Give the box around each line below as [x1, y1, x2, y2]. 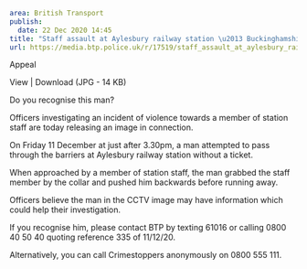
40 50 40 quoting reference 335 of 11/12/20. [9, 231, 176, 242]
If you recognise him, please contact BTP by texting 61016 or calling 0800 [9, 222, 287, 233]
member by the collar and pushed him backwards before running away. [9, 177, 279, 188]
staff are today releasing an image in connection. [9, 122, 194, 133]
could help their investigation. [9, 204, 122, 215]
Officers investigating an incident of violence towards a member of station [9, 113, 289, 124]
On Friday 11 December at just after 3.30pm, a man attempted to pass [9, 140, 270, 151]
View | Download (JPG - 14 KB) [9, 77, 127, 88]
